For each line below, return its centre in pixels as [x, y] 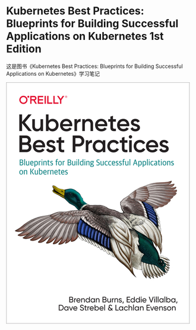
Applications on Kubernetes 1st [85, 36]
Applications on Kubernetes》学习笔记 [53, 73]
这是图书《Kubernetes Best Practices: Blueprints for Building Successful [94, 66]
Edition [24, 49]
